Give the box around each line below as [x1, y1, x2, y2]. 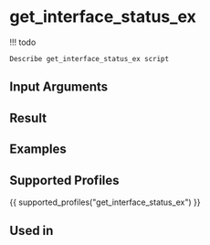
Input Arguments [9, 80, 109, 95]
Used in [9, 223, 54, 239]
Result [9, 110, 47, 125]
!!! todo [9, 37, 37, 48]
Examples [9, 142, 67, 157]
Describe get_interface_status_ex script [9, 54, 170, 63]
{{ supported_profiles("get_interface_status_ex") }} [9, 197, 201, 208]
